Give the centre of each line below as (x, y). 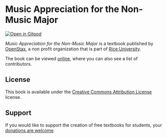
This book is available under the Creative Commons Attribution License (78, 92)
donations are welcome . (30, 130)
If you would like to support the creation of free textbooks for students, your (83, 125)
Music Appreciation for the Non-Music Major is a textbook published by (79, 43)
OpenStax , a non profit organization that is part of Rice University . (73, 49)
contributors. (19, 64)
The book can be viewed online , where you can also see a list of (71, 58)
